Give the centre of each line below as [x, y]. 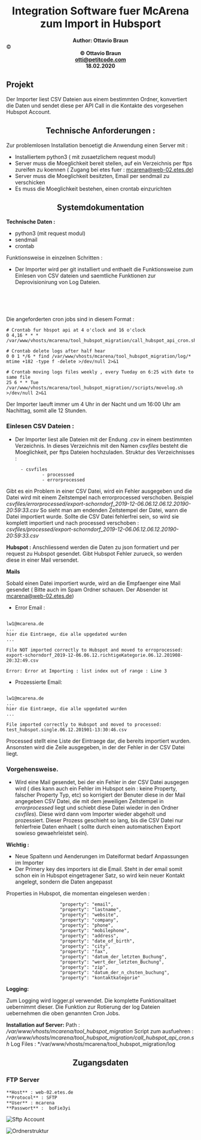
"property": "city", [85, 946]
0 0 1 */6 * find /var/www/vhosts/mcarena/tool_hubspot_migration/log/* [99, 357]
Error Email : [30, 607]
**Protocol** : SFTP [32, 1097]
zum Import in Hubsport [100, 24]
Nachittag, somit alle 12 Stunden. [47, 411]
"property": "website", [89, 915]
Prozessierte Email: [39, 682]
